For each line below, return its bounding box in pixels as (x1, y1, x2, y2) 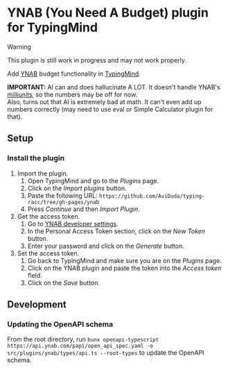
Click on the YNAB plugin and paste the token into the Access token (27, 264, 222, 272)
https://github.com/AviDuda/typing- (99, 192, 205, 199)
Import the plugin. (17, 169, 69, 178)
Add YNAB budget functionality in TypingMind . (7, 69, 141, 78)
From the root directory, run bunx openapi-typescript (7, 335, 159, 344)
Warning (7, 42, 31, 51)
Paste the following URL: (27, 191, 98, 199)
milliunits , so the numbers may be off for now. (7, 90, 138, 99)
